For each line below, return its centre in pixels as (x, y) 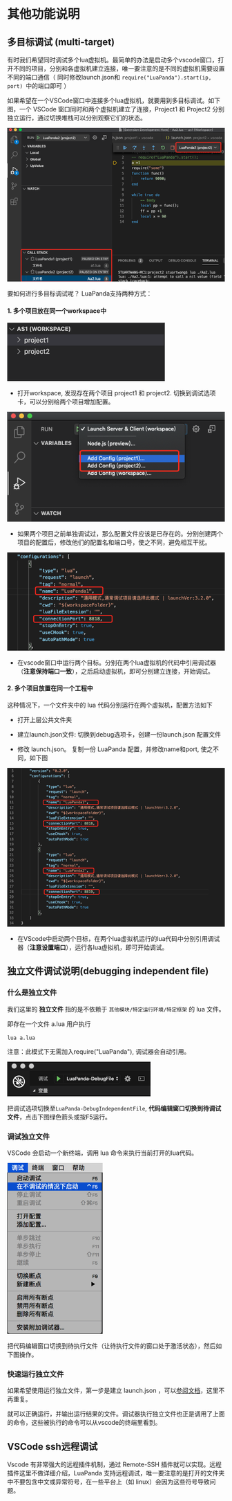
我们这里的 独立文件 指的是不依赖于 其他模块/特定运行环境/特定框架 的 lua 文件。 (116, 1009)
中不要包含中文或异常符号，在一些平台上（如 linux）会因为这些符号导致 (108, 1482)
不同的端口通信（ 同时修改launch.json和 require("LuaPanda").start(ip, (109, 77)
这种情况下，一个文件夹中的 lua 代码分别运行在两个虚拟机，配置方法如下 (110, 705)
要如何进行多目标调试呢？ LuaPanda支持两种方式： (80, 294)
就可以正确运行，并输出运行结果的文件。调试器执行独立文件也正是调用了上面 (116, 1414)
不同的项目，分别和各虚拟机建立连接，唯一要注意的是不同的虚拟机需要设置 (119, 69)
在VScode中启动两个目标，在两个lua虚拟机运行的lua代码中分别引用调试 (118, 939)
